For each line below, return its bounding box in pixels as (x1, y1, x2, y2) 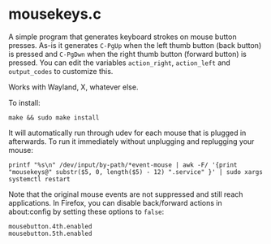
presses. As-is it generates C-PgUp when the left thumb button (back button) (8, 40, 262, 50)
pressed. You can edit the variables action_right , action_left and (8, 58, 231, 68)
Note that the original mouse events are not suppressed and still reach (8, 189, 243, 199)
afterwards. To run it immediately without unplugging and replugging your (8, 136, 255, 146)
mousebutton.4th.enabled (8, 222, 92, 230)
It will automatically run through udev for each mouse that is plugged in (8, 128, 247, 137)
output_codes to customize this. (8, 66, 114, 76)
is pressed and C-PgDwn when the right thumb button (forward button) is (8, 49, 247, 59)
